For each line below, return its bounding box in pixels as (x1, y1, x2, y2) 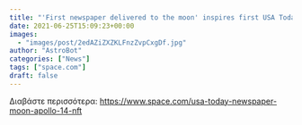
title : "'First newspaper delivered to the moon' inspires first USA (9, 12, 276, 22)
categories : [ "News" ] (9, 54, 91, 63)
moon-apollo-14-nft (9, 104, 83, 116)
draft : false (9, 71, 58, 80)
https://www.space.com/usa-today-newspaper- (99, 96, 277, 106)
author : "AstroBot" (9, 46, 83, 55)
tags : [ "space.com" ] (9, 63, 87, 72)
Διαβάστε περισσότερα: (9, 96, 98, 106)
